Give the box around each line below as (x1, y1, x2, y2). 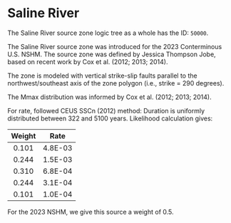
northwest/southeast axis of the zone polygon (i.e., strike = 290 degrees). (7, 78, 225, 87)
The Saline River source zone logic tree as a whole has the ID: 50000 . (7, 28, 209, 37)
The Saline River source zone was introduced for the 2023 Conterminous (7, 42, 222, 51)
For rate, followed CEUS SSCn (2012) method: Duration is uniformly (7, 106, 205, 115)
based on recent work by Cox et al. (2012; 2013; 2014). (7, 57, 168, 66)
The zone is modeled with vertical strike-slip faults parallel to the (7, 71, 197, 80)
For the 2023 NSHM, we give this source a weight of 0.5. (7, 207, 174, 216)
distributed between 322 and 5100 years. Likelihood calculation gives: (7, 114, 213, 123)
